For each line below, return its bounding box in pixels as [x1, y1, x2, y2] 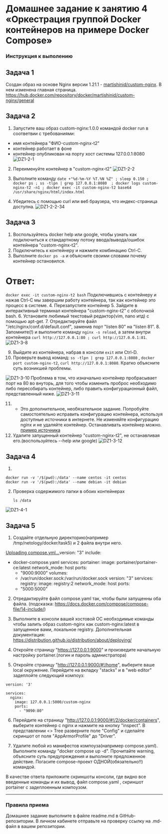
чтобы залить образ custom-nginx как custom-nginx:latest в [12, 621, 140, 627]
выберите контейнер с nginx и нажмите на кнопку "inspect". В [12, 722, 146, 728]
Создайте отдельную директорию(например [12, 534, 109, 540]
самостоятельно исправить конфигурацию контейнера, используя [20, 411, 163, 417]
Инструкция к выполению [5, 53, 73, 60]
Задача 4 [5, 452, 36, 460]
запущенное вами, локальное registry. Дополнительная [12, 626, 132, 632]
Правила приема [5, 801, 49, 808]
